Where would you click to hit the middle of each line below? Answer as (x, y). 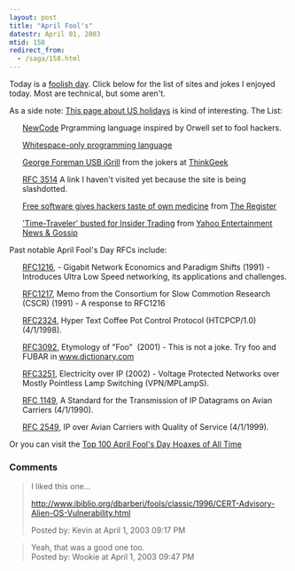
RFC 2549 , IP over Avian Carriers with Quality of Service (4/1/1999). (145, 427)
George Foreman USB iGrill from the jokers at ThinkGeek (125, 162)
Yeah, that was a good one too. (88, 548)
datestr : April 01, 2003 (55, 34)
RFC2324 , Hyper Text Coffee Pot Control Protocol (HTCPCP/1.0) (139, 320)
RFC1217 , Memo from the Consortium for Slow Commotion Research (146, 293)
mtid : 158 (27, 42)
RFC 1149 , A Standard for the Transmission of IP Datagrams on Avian (147, 400)
